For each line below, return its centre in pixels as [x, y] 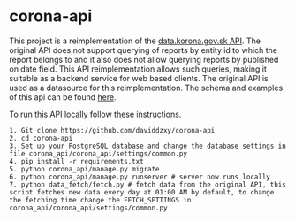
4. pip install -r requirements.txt [76, 161]
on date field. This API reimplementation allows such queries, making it [138, 69]
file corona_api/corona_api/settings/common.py [98, 153]
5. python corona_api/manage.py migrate [85, 169]
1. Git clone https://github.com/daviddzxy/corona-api [112, 130]
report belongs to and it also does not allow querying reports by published [144, 59]
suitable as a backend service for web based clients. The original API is [139, 78]
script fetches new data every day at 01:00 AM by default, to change [142, 192]
